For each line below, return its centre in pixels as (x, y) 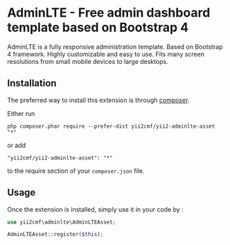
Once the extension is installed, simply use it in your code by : (95, 209)
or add (17, 145)
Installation (32, 84)
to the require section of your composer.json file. (76, 171)
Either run (21, 113)
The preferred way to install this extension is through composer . (98, 100)
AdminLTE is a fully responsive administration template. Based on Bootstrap (115, 47)
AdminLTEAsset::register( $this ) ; (55, 235)
